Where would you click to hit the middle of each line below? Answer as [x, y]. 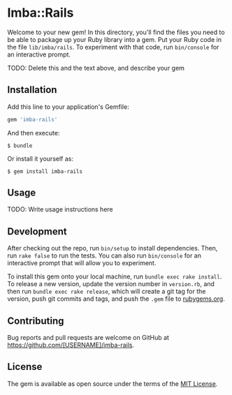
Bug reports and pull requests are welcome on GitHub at [88, 338]
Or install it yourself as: [40, 158]
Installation [32, 90]
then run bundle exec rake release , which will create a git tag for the [107, 292]
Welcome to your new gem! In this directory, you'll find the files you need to [116, 32]
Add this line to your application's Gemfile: [68, 107]
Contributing [36, 321]
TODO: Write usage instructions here [60, 209]
